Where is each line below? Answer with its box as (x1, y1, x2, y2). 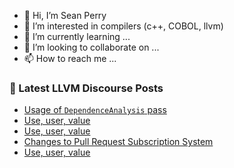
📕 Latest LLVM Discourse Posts (9, 81, 164, 95)
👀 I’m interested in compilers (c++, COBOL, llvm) (23, 20, 224, 32)
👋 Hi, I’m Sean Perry (23, 10, 107, 21)
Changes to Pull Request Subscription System (23, 136, 214, 148)
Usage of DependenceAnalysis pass (23, 104, 167, 116)
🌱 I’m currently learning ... (23, 31, 131, 42)
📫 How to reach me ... (23, 53, 117, 64)
